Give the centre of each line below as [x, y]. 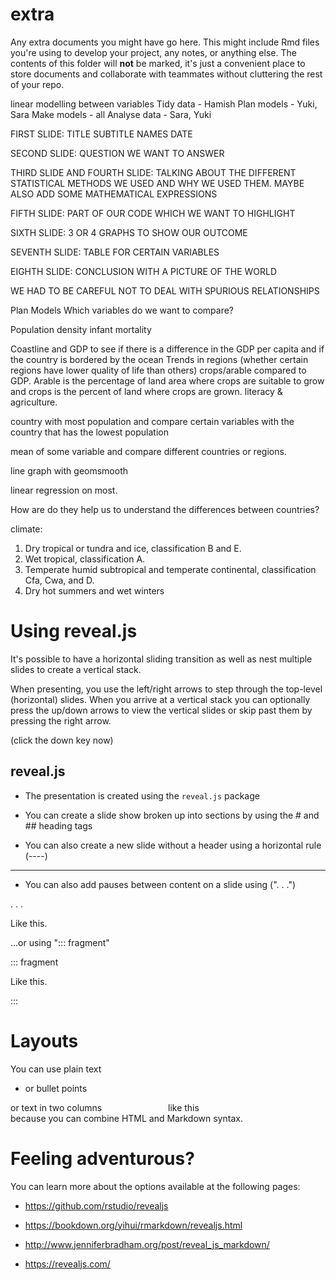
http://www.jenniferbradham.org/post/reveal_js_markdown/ [147, 1244]
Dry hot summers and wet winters [94, 590]
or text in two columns [56, 1107]
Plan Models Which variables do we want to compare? [122, 310]
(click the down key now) [62, 740]
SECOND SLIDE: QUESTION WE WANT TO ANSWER [117, 153]
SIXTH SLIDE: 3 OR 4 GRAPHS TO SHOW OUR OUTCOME [129, 232]
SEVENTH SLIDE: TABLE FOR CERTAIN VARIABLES [115, 252]
